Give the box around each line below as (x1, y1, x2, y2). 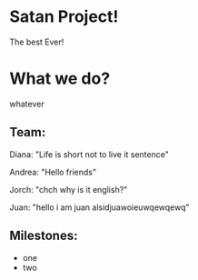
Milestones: (9, 228, 78, 244)
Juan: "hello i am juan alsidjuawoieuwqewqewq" (9, 202, 190, 213)
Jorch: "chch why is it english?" (9, 184, 128, 195)
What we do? (9, 68, 111, 89)
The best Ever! (9, 36, 64, 47)
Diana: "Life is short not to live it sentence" (9, 148, 170, 160)
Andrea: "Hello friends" (9, 166, 97, 177)
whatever (9, 98, 45, 109)
